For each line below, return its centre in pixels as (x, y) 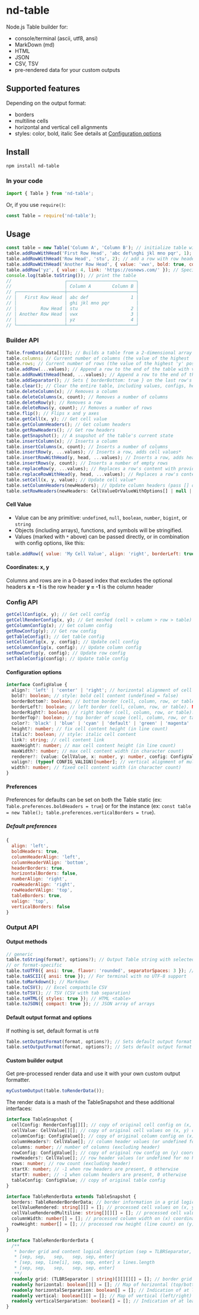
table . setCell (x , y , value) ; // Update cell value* (71, 480)
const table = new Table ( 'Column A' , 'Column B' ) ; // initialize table (96, 248)
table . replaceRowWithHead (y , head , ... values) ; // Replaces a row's (92, 474)
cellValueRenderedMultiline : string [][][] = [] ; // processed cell (97, 1213)
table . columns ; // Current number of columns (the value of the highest (98, 358)
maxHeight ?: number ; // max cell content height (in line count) (94, 745)
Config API (22, 602)
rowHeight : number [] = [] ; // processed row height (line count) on (98, 1224)
